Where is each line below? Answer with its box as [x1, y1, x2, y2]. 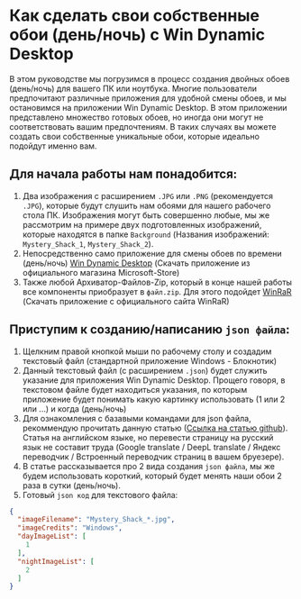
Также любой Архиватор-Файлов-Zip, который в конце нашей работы [22, 277, 293, 287]
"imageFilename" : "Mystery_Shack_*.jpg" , [17, 515, 176, 524]
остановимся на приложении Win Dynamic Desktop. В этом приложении [9, 102, 287, 113]
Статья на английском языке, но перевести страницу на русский [22, 431, 274, 442]
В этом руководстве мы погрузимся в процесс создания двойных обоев [9, 73, 290, 84]
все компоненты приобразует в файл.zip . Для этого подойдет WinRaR [22, 286, 292, 297]
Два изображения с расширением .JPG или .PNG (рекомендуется [22, 190, 273, 201]
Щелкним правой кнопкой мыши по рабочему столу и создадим [22, 346, 272, 357]
